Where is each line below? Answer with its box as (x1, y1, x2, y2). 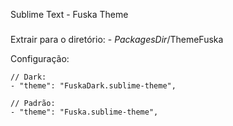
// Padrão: (10, 98, 56, 108)
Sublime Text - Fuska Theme (10, 9, 129, 20)
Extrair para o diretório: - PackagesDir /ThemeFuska (10, 33, 224, 45)
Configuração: (10, 52, 70, 64)
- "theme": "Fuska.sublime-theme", (10, 107, 159, 117)
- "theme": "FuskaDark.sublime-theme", (10, 80, 177, 91)
